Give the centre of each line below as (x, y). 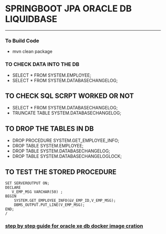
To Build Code (22, 41)
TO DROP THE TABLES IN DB (49, 128)
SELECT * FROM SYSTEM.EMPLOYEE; (52, 75)
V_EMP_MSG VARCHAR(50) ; (37, 192)
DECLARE (13, 187)
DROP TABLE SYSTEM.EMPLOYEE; (48, 146)
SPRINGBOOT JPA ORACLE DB (68, 9)
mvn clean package (32, 51)
